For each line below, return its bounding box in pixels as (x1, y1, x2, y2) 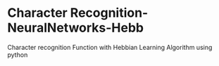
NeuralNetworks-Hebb (7, 20, 144, 36)
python (7, 51, 28, 59)
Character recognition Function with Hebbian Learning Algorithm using (7, 43, 213, 51)
